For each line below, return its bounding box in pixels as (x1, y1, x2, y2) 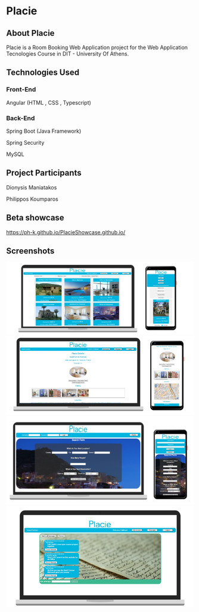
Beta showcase (6, 213, 64, 223)
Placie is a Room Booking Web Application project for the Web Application (6, 44, 188, 51)
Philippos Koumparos (6, 195, 58, 203)
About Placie (6, 28, 55, 38)
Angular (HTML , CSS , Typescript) (6, 99, 91, 106)
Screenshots (6, 246, 55, 256)
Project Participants (6, 168, 82, 178)
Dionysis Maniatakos (6, 183, 57, 191)
